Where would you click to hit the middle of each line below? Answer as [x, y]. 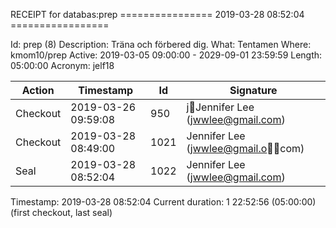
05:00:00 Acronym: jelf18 [62, 65]
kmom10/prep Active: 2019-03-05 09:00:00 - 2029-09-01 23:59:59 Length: [166, 55]
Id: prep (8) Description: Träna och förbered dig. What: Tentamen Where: [161, 44]
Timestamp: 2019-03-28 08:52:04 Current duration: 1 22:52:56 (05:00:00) [163, 202]
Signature [253, 90]
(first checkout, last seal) [61, 212]
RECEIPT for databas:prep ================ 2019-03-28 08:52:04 [157, 14]
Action [38, 90]
